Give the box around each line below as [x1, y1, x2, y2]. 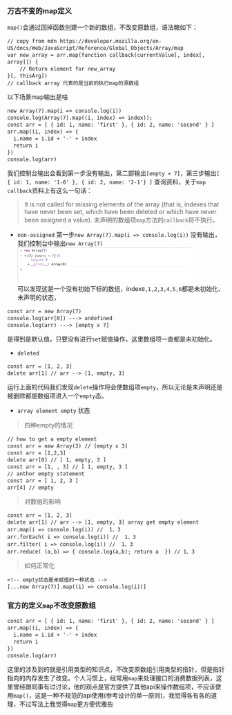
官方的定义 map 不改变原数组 [7, 601, 97, 610]
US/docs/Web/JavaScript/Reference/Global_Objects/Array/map [7, 45, 184, 52]
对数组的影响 [23, 497, 61, 505]
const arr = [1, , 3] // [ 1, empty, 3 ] [7, 463, 128, 470]
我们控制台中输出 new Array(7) [17, 239, 104, 247]
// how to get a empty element [7, 435, 97, 443]
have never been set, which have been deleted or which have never [23, 208, 217, 216]
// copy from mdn [7, 38, 57, 45]
